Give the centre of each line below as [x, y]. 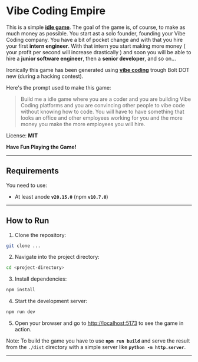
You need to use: [27, 185]
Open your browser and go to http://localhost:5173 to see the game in [99, 323]
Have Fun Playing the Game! [41, 147]
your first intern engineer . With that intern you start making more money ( [96, 46]
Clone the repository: [40, 235]
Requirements [32, 171]
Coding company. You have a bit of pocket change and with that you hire [95, 40]
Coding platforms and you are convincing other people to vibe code [103, 105]
